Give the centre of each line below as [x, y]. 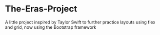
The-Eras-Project [41, 9]
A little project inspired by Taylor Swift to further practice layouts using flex [80, 22]
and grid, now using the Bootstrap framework [51, 27]
